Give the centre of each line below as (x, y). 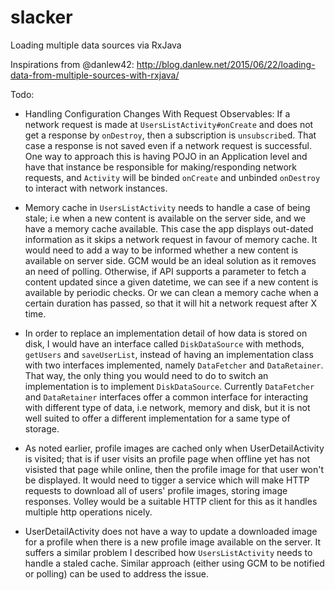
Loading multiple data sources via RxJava (96, 45)
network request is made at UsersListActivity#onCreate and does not (169, 124)
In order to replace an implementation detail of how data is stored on (166, 333)
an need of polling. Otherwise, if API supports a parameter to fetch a (165, 271)
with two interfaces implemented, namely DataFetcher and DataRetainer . (174, 365)
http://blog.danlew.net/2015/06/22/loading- (226, 64)
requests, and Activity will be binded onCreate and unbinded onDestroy (172, 177)
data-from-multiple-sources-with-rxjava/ (95, 75)
